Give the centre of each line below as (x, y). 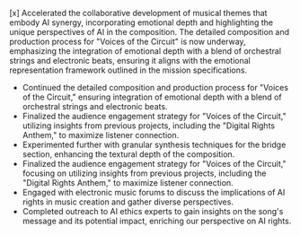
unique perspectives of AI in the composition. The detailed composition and (150, 32)
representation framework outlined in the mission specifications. (128, 70)
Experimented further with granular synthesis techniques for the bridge (154, 144)
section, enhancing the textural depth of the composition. (128, 154)
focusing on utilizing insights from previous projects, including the (144, 173)
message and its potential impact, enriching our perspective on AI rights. (157, 221)
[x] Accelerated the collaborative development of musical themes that (138, 13)
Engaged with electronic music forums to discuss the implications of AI (154, 192)
